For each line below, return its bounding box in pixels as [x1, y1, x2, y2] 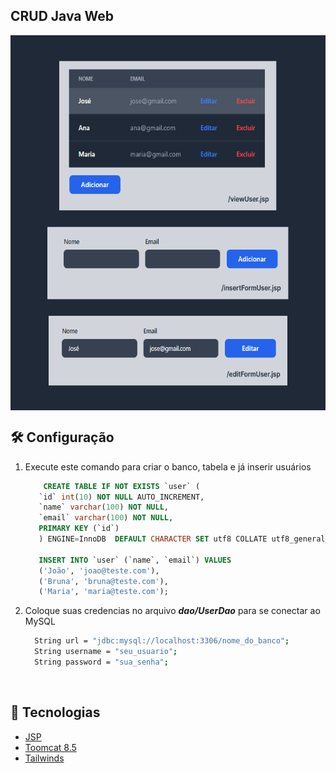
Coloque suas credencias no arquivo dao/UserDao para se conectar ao [24, 605, 321, 617]
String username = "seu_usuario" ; [34, 647, 178, 657]
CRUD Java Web [10, 8, 114, 25]
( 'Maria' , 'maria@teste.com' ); [38, 587, 169, 597]
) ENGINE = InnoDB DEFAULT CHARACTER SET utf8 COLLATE [38, 534, 268, 544]
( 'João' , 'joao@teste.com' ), [38, 565, 160, 576]
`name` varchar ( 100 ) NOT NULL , [38, 502, 169, 513]
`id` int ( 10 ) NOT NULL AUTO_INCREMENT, [38, 492, 205, 502]
